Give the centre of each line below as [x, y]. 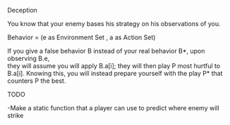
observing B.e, [29, 58]
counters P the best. [37, 81]
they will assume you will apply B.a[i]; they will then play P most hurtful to [114, 66]
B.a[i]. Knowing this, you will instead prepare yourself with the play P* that [115, 73]
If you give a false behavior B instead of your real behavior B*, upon [106, 51]
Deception [22, 10]
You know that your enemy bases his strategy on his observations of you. [114, 24]
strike [16, 116]
